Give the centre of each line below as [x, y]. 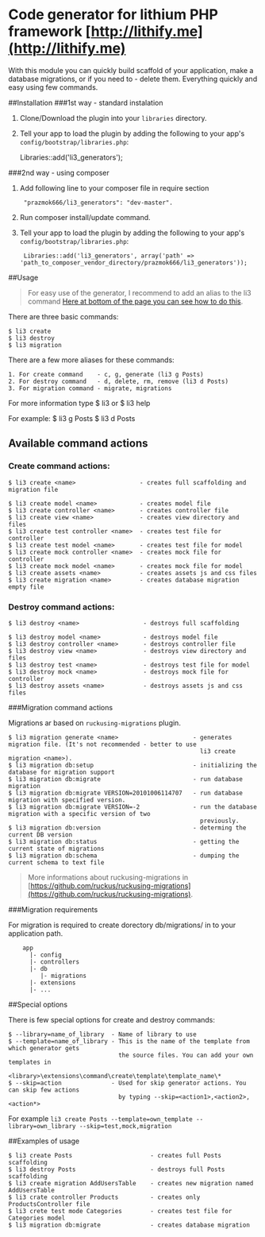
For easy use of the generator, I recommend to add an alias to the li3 [139, 292]
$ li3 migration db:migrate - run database [126, 779]
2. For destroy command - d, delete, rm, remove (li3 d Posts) [118, 381]
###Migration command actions [61, 707]
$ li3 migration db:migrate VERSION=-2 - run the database [133, 807]
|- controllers [54, 962]
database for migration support [61, 772]
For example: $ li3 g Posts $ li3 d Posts [72, 418]
